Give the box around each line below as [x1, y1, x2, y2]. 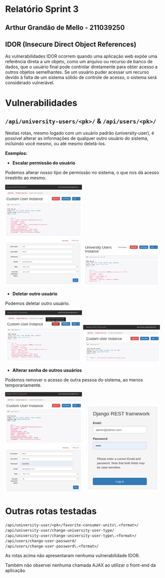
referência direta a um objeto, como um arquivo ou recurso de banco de [5, 59, 153, 65]
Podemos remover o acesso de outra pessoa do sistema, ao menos [5, 377, 143, 383]
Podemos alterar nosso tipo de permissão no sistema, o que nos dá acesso [5, 170, 159, 176]
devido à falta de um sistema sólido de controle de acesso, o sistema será [5, 75, 157, 81]
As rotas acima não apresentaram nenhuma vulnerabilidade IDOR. [5, 553, 140, 559]
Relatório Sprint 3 [5, 3, 79, 15]
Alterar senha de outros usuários [12, 367, 82, 373]
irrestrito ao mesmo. [5, 175, 47, 181]
